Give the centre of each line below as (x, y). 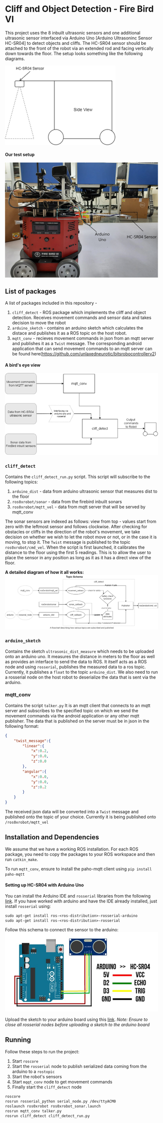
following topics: (21, 482)
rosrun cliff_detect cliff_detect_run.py (48, 1116)
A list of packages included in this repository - (51, 303)
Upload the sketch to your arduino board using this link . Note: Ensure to (76, 1019)
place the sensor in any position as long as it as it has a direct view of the (78, 557)
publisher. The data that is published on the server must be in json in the (77, 721)
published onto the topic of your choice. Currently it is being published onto (81, 817)
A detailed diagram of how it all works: (44, 572)
